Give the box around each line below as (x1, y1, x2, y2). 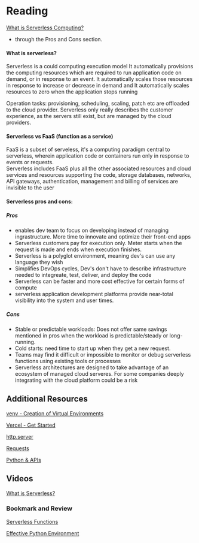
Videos (6, 473, 33, 484)
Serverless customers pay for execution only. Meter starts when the (14, 239, 182, 246)
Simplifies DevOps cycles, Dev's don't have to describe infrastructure (14, 265, 186, 272)
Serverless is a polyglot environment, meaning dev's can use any (14, 252, 176, 259)
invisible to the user (6, 184, 55, 191)
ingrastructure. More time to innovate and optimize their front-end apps (14, 233, 191, 240)
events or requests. (6, 159, 54, 166)
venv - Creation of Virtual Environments (6, 409, 104, 417)
